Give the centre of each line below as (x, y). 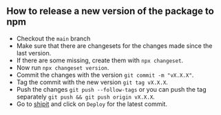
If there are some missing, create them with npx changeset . (100, 60)
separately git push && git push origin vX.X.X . (86, 97)
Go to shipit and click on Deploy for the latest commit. (92, 104)
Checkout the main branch (53, 38)
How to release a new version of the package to (110, 11)
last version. (34, 53)
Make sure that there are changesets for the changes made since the (114, 46)
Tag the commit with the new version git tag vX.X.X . (92, 82)
